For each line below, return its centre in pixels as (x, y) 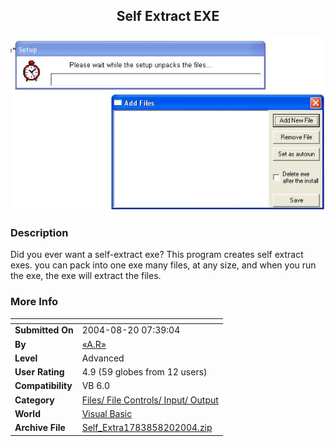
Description (39, 232)
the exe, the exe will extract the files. (86, 276)
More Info (34, 302)
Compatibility (43, 386)
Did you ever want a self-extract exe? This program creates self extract (157, 255)
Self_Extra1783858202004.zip (147, 428)
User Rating (39, 372)
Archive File (40, 428)
